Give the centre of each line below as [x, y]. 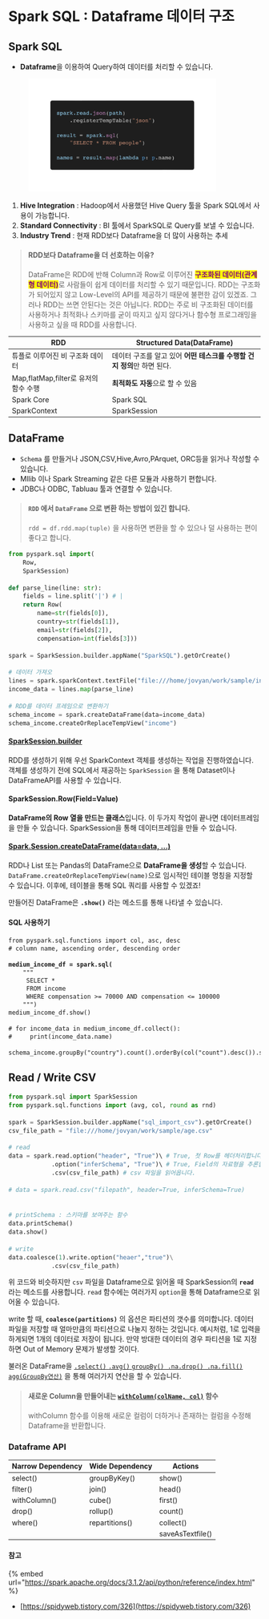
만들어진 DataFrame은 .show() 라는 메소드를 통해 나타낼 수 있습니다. [116, 902]
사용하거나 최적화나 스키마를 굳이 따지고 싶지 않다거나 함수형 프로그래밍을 [143, 314]
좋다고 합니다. [50, 538]
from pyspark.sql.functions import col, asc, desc [94, 941]
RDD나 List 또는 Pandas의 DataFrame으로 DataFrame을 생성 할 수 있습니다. [127, 865]
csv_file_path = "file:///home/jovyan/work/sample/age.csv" [111, 1130]
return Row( [42, 605]
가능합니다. [52, 215]
